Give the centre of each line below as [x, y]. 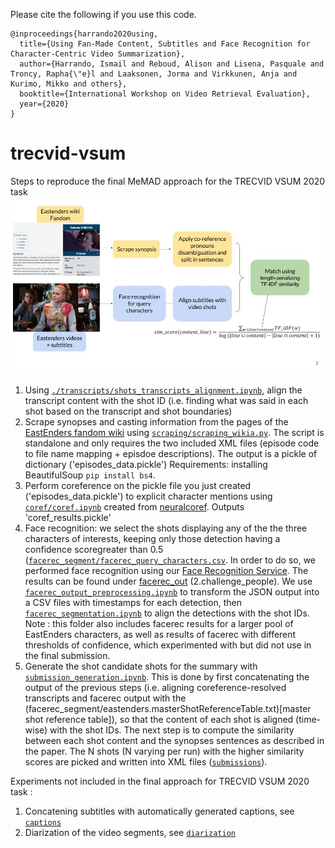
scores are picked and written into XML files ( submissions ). [146, 762]
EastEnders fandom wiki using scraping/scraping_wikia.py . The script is [174, 433]
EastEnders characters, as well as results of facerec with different [160, 635]
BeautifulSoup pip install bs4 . [90, 475]
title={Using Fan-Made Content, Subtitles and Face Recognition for [165, 44]
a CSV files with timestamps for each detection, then [133, 603]
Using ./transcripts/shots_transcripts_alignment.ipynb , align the [163, 390]
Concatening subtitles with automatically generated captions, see [159, 811]
